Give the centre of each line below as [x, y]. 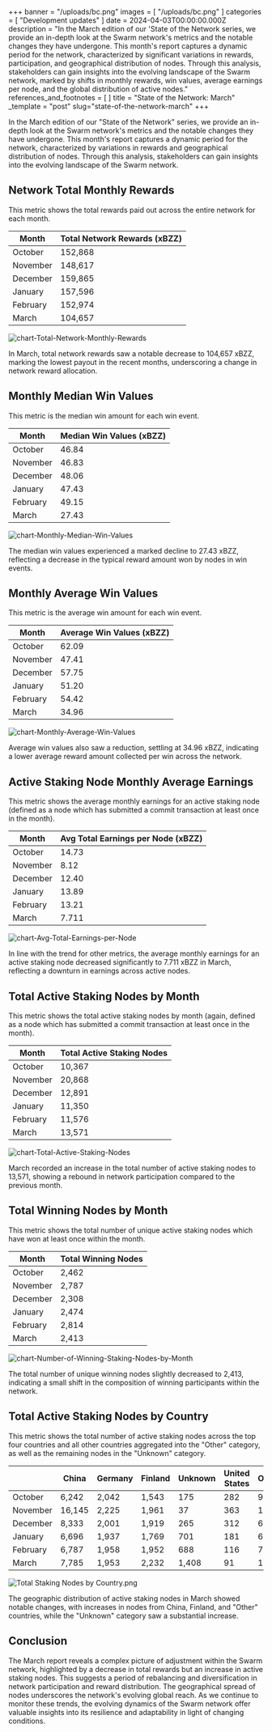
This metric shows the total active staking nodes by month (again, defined [132, 1016]
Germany [115, 1478]
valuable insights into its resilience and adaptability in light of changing [126, 1712]
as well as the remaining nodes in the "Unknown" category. [107, 1453]
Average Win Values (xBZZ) [115, 633]
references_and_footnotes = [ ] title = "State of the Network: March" [122, 98]
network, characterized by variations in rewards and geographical [118, 148]
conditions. [27, 1721]
